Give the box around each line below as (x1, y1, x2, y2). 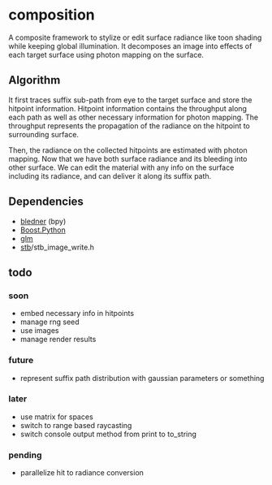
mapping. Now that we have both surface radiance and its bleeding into (8, 154, 248, 163)
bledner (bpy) (19, 216, 67, 226)
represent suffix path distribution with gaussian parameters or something (19, 373, 265, 383)
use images (19, 326, 59, 336)
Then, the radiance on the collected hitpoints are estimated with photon (8, 145, 248, 155)
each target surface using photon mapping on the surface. (8, 50, 205, 59)
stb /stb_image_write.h (19, 242, 95, 252)
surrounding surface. (8, 129, 80, 139)
